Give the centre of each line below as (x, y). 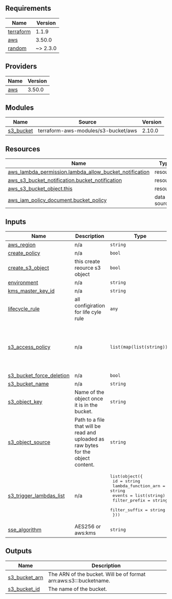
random (17, 48)
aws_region (22, 245)
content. (84, 465)
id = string (126, 481)
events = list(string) (139, 496)
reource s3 (88, 268)
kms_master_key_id (31, 291)
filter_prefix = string (140, 500)
